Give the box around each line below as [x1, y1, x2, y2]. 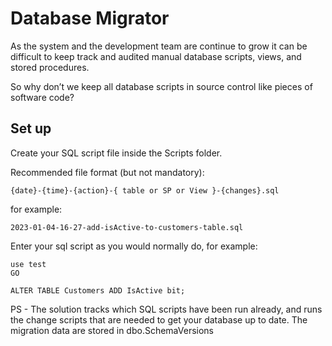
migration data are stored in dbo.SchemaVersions [10, 324, 214, 336]
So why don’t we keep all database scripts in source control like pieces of [10, 80, 313, 92]
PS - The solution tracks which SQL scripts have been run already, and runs [10, 303, 323, 315]
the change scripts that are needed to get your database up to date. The [10, 313, 308, 326]
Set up [10, 120, 52, 137]
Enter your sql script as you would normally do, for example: [10, 240, 258, 252]
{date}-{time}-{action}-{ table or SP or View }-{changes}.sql [10, 185, 280, 196]
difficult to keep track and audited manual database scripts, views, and [10, 50, 302, 62]
